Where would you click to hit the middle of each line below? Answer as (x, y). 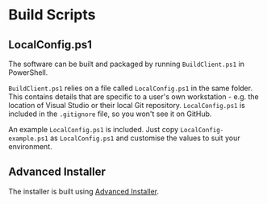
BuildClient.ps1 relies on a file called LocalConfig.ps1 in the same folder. (130, 88)
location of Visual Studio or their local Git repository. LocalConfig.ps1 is (127, 105)
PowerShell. (28, 73)
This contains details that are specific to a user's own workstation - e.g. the (134, 97)
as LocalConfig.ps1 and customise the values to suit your (145, 138)
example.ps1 (28, 139)
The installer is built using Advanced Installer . (84, 191)
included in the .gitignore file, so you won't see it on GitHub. (110, 114)
